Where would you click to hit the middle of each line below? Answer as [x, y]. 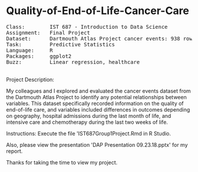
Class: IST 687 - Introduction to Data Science [87, 27]
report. [14, 151]
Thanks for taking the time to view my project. [62, 162]
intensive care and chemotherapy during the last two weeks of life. [87, 122]
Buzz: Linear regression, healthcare [73, 62]
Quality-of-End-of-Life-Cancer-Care [98, 11]
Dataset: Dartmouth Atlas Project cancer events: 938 [93, 38]
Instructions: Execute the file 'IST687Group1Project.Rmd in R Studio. [89, 133]
